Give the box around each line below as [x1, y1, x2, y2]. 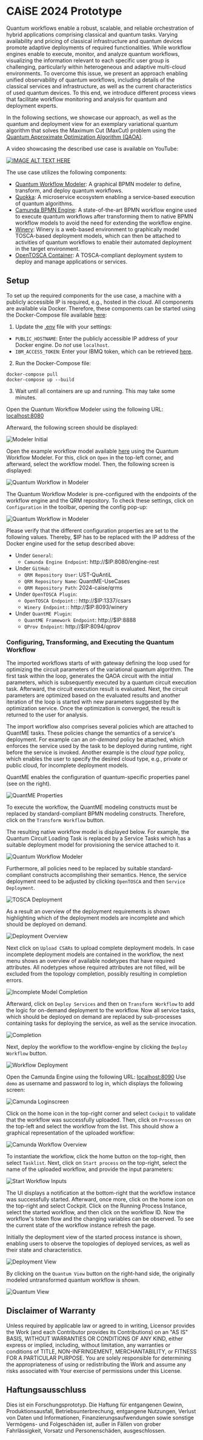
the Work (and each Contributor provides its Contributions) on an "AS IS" [6, 1328, 188, 1335]
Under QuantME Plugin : [15, 610, 72, 617]
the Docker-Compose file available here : [6, 311, 107, 318]
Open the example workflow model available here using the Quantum [6, 447, 179, 455]
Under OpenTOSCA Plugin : [15, 590, 78, 598]
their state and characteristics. [6, 1246, 83, 1254]
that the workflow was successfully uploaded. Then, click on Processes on [6, 1116, 192, 1124]
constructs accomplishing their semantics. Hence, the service [32, 872, 187, 879]
